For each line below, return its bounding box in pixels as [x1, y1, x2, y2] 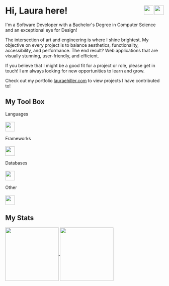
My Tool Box [5, 98, 45, 106]
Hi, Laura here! [5, 5, 68, 17]
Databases [5, 160, 28, 166]
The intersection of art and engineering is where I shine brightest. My [5, 37, 149, 43]
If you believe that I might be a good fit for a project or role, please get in [5, 62, 155, 68]
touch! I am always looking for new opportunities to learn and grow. [5, 68, 145, 74]
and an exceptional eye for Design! [5, 27, 77, 33]
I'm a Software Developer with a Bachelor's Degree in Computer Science [5, 22, 156, 28]
